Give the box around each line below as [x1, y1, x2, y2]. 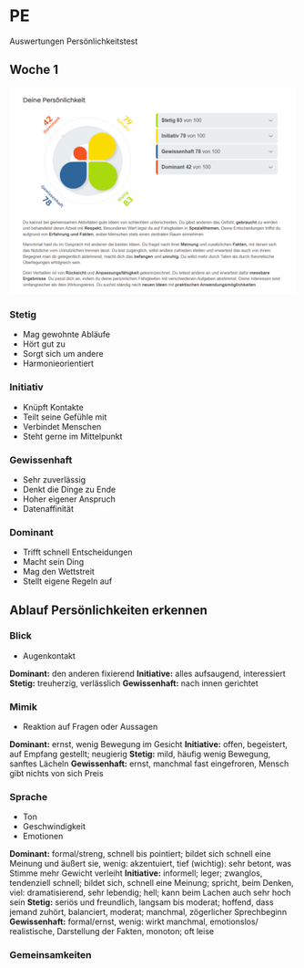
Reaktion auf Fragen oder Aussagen [22, 722, 158, 733]
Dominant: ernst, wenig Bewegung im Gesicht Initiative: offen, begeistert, [9, 739, 289, 750]
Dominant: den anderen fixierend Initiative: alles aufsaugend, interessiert [9, 668, 287, 679]
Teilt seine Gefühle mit [22, 411, 107, 422]
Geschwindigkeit [22, 821, 86, 832]
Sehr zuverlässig [22, 474, 86, 484]
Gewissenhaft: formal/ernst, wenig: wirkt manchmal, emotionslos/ [9, 916, 259, 927]
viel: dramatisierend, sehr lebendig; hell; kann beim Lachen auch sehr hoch [9, 887, 291, 899]
